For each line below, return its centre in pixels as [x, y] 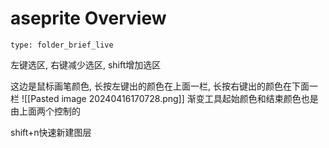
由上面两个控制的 [45, 111]
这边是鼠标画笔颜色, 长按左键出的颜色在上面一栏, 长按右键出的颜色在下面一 [164, 86]
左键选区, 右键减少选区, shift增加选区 [86, 64]
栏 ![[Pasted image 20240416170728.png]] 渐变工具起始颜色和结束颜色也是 [164, 98]
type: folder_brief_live [62, 45]
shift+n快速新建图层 [51, 132]
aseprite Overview [88, 18]
